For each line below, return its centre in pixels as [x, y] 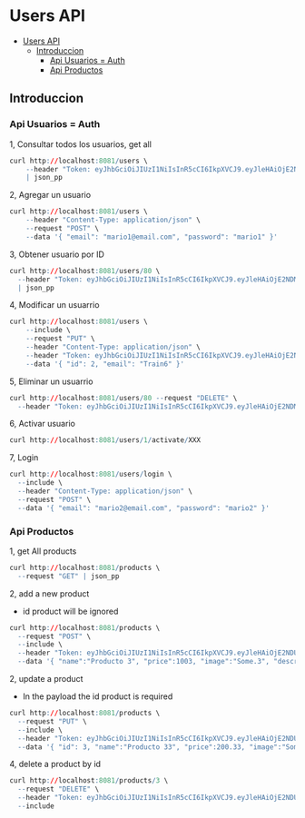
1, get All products [43, 551]
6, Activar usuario [42, 424]
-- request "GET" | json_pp [69, 576]
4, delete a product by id [55, 764]
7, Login [24, 458]
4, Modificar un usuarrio [54, 305]
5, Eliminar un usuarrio [51, 381]
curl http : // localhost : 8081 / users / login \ [91, 474]
